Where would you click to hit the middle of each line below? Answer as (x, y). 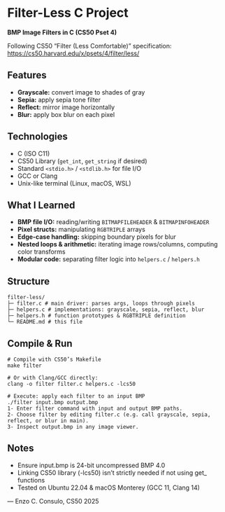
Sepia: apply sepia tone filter (59, 99)
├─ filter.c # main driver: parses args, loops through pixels (101, 304)
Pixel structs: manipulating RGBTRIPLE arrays (81, 230)
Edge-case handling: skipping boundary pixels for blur (97, 237)
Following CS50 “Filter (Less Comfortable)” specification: (90, 46)
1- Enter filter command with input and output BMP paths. (95, 408)
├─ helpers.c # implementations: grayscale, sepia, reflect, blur (106, 310)
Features (27, 75)
